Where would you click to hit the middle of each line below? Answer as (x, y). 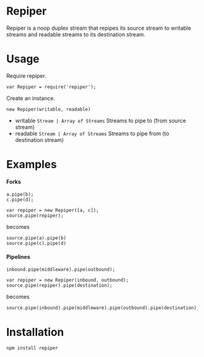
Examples (32, 165)
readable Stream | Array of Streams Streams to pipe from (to (92, 133)
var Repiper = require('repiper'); (51, 87)
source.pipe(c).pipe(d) (36, 243)
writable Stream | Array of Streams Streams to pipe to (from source (100, 120)
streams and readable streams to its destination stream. (76, 34)
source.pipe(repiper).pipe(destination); (59, 286)
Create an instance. (31, 98)
